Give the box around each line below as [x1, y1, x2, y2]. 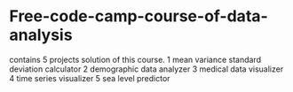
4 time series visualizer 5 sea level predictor [9, 73, 170, 83]
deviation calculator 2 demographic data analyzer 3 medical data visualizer [9, 64, 284, 74]
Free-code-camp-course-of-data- [9, 6, 268, 27]
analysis [9, 25, 73, 45]
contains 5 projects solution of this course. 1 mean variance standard [9, 54, 262, 65]
